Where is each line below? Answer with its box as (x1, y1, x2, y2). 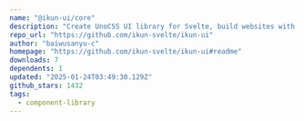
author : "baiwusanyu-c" (9, 38, 100, 48)
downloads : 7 (9, 55, 59, 65)
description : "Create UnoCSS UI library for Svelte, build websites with (9, 22, 296, 31)
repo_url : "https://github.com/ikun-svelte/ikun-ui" (9, 30, 214, 39)
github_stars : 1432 (9, 81, 84, 90)
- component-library (17, 97, 96, 107)
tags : (9, 89, 30, 98)
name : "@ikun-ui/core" (9, 13, 96, 23)
